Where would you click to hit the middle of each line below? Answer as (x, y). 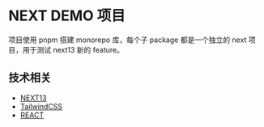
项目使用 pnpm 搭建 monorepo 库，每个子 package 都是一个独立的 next (128, 40)
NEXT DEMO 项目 (67, 16)
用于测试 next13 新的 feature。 (73, 49)
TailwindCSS (41, 106)
